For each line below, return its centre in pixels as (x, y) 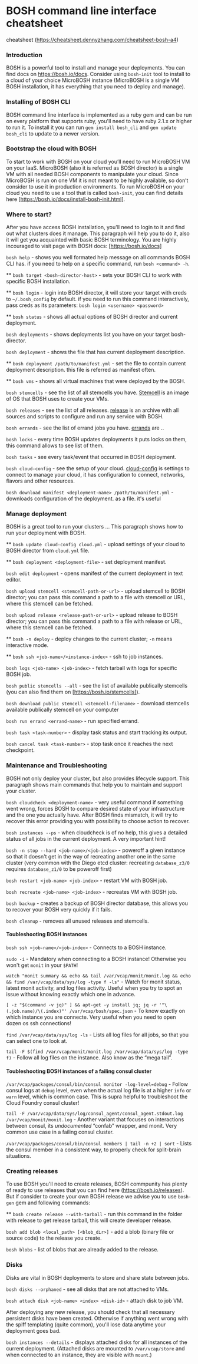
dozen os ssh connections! (39, 1023)
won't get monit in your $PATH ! (42, 965)
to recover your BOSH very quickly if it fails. (59, 909)
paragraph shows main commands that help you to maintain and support (94, 784)
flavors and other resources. (40, 481)
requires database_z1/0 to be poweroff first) (59, 869)
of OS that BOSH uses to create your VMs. (57, 399)
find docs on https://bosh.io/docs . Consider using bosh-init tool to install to (98, 74)
